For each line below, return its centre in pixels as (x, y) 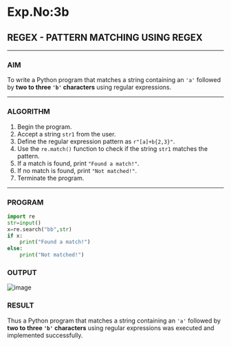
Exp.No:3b (38, 12)
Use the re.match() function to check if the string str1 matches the (112, 148)
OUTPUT (22, 272)
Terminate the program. (51, 178)
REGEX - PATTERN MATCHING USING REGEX (105, 38)
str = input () (24, 223)
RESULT (21, 305)
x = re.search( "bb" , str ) (40, 229)
